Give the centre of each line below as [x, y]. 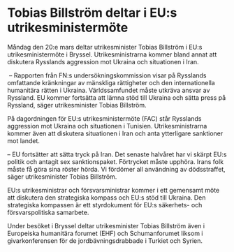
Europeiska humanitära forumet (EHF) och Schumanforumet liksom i [105, 233]
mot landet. [24, 140]
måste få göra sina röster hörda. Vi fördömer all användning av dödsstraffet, [116, 169]
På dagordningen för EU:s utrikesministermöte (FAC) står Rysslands [104, 118]
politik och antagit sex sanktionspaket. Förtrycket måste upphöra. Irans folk [116, 161]
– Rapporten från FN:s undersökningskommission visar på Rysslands [108, 75]
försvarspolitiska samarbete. [48, 212]
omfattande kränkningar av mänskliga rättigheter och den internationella [111, 82]
